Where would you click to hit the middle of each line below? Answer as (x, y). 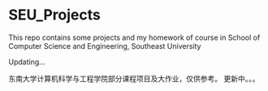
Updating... (27, 62)
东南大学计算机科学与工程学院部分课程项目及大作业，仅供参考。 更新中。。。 (134, 78)
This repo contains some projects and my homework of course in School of (134, 37)
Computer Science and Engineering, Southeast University (105, 45)
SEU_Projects (55, 15)
